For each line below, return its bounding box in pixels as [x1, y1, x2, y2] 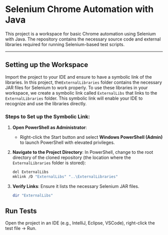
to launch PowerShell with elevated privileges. [19, 139, 115, 146]
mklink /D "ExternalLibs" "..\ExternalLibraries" [12, 174, 118, 179]
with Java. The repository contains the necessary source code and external [5, 36, 161, 42]
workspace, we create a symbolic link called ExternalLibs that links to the [5, 90, 157, 96]
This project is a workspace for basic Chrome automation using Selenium [5, 31, 156, 37]
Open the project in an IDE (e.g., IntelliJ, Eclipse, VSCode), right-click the [5, 220, 155, 226]
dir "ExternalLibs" [12, 193, 53, 198]
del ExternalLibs [12, 169, 49, 175]
